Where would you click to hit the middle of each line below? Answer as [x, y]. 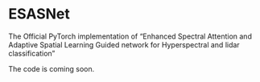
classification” [32, 53]
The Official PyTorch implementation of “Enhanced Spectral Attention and [130, 36]
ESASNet [39, 14]
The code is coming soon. [52, 68]
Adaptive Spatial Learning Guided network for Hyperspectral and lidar [124, 44]
